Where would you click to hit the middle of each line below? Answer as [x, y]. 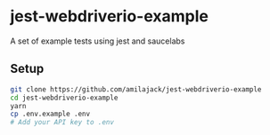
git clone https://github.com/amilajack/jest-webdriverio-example [136, 89]
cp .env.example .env [50, 114]
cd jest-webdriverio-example [64, 98]
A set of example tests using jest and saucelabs [98, 41]
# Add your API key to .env [62, 123]
